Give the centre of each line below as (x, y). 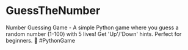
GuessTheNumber (53, 11)
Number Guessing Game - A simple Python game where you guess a (92, 27)
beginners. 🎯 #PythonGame (41, 40)
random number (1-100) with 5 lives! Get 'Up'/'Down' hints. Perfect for (94, 34)
